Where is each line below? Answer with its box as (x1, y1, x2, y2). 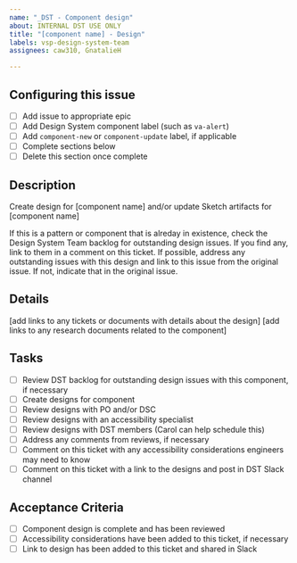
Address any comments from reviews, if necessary (21, 435, 210, 444)
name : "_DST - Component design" (9, 12, 134, 22)
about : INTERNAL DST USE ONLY (9, 21, 122, 30)
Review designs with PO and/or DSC (21, 403, 156, 415)
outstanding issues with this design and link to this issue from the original (9, 256, 279, 268)
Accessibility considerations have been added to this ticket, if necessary (21, 534, 289, 544)
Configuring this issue (9, 87, 136, 103)
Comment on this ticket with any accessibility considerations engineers (21, 444, 284, 455)
